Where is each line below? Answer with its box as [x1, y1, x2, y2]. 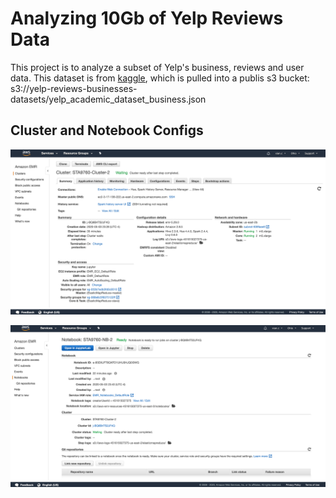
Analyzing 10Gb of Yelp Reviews [10, 7, 284, 30]
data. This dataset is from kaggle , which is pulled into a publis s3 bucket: [10, 72, 310, 84]
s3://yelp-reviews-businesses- [10, 82, 138, 94]
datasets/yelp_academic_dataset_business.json [10, 93, 207, 105]
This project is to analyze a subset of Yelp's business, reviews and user [10, 61, 305, 73]
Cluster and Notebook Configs [10, 122, 204, 139]
